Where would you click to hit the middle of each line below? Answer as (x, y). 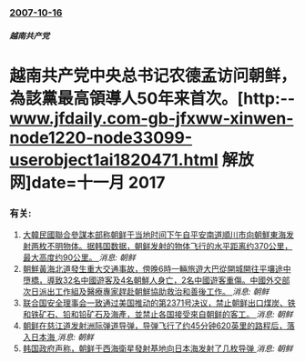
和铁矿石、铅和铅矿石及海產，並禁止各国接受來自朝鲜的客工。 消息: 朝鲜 (158, 314)
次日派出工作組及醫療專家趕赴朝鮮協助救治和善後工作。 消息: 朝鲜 (146, 292)
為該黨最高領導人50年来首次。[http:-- (152, 98)
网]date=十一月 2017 (87, 182)
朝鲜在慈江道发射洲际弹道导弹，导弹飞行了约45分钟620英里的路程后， (155, 326)
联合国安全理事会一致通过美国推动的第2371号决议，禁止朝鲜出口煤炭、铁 (159, 303)
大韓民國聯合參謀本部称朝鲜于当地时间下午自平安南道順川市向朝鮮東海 (154, 235)
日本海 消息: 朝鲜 (62, 337)
